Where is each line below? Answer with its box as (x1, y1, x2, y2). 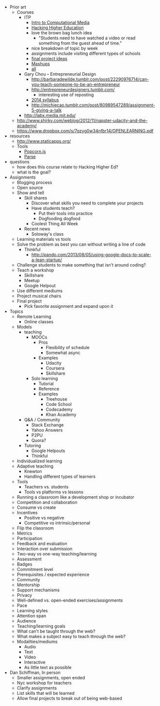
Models (16, 324, 32, 330)
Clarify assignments (16, 685, 57, 691)
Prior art (9, 4, 27, 10)
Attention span (16, 613, 47, 619)
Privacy (16, 592, 32, 598)
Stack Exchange (31, 422, 64, 428)
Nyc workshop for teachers (16, 680, 72, 686)
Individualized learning (16, 458, 63, 464)
